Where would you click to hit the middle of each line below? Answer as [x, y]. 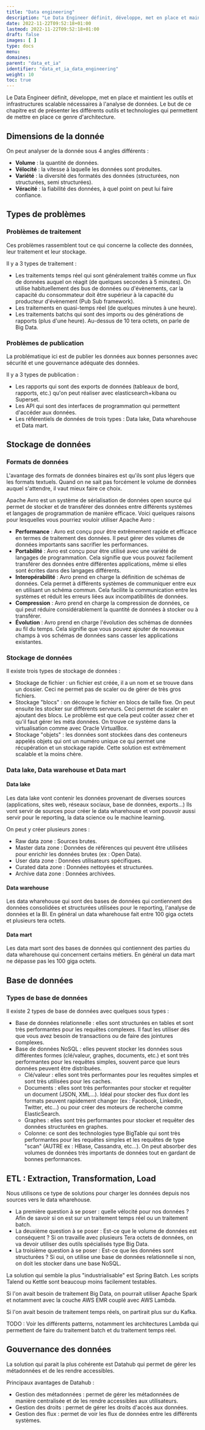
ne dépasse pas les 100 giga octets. [51, 961]
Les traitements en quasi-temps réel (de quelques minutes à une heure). [106, 308]
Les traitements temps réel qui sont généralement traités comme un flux [106, 275]
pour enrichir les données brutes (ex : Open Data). [78, 854]
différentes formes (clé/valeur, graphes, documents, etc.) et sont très [102, 1056]
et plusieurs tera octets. [36, 921]
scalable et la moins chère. [49, 754]
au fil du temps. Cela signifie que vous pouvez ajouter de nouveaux [100, 629]
